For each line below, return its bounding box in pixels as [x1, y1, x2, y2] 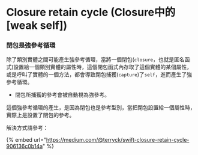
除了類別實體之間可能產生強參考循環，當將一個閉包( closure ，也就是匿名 [6, 56, 185, 63]
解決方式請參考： [6, 124, 49, 132]
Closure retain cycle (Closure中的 [6, 5, 176, 19]
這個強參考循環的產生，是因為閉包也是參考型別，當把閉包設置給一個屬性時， [6, 104, 196, 111]
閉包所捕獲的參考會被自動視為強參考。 [14, 91, 110, 99]
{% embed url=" [6, 136, 47, 144]
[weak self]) [6, 19, 68, 32]
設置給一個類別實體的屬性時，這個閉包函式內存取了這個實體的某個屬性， [13, 64, 193, 71]
